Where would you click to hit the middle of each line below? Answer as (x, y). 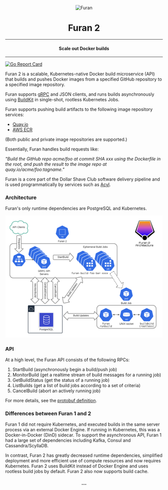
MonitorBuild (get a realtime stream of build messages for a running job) (87, 375)
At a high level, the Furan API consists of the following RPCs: (67, 360)
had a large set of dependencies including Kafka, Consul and (68, 440)
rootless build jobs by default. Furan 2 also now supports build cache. (77, 471)
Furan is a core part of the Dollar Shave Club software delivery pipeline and (82, 179)
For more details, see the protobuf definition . (51, 401)
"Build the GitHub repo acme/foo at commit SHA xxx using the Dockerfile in (83, 159)
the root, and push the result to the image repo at (56, 164)
